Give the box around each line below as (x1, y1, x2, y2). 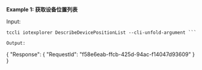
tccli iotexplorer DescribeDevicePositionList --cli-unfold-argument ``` (6, 30, 197, 36)
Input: (6, 18, 21, 25)
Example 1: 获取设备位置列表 (6, 6, 78, 13)
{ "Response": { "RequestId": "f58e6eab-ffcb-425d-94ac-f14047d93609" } (6, 51, 195, 58)
